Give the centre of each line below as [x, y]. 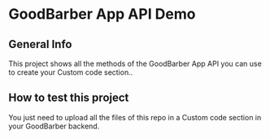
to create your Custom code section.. [71, 72]
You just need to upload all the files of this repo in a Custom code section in [135, 117]
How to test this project [69, 98]
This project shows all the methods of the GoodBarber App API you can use [135, 63]
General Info [40, 44]
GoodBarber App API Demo [102, 14]
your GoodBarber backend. [54, 126]
